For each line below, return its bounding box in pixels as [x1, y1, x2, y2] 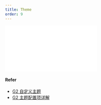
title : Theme [5, 7, 32, 12]
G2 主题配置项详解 [12, 94, 50, 100]
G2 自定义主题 [12, 88, 41, 94]
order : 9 [5, 12, 23, 17]
